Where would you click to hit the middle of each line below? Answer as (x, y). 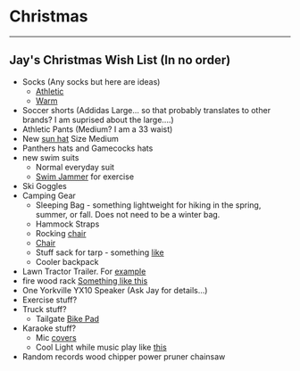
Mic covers (56, 337)
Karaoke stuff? (49, 328)
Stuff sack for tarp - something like (100, 252)
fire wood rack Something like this (85, 280)
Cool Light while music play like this (101, 347)
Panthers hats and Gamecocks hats (87, 148)
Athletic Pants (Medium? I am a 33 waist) (97, 129)
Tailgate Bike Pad (67, 318)
